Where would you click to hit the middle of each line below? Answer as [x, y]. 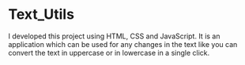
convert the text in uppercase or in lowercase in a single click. [109, 52]
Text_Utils [41, 14]
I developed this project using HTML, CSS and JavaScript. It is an [114, 36]
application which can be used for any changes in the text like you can [123, 44]
